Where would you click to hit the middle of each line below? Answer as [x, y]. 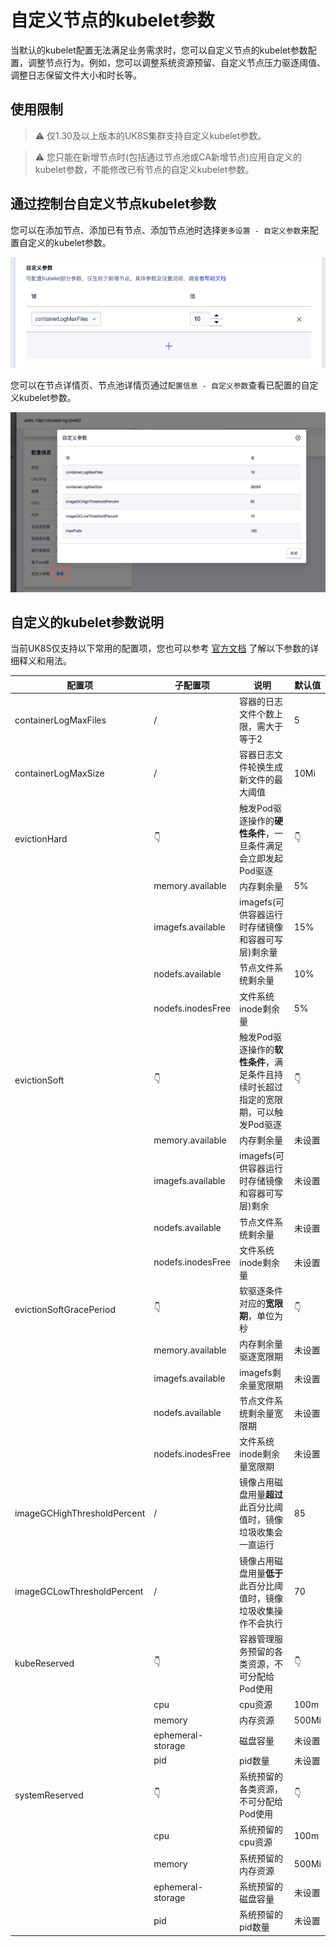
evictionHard [41, 839]
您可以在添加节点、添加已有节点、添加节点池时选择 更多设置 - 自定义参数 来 [160, 230]
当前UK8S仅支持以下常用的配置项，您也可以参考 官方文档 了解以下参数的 [160, 648]
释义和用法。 [45, 661]
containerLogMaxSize [59, 773]
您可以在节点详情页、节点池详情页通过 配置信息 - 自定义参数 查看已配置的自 [160, 385]
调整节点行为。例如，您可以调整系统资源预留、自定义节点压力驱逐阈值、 [176, 62]
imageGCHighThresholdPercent [80, 1513]
